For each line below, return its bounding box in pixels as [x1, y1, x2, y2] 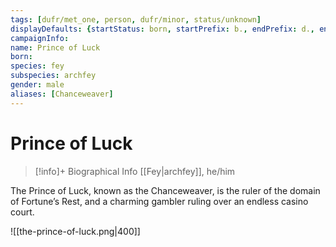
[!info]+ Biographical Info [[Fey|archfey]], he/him [34, 165, 236, 177]
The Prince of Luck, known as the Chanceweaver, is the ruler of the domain [10, 184, 321, 196]
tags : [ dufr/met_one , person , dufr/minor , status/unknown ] [10, 14, 262, 25]
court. [10, 206, 35, 218]
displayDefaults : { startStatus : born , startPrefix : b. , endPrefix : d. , [10, 24, 315, 34]
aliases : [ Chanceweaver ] [10, 89, 114, 99]
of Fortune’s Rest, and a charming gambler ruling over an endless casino [10, 195, 309, 207]
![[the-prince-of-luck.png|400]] [10, 225, 141, 237]
